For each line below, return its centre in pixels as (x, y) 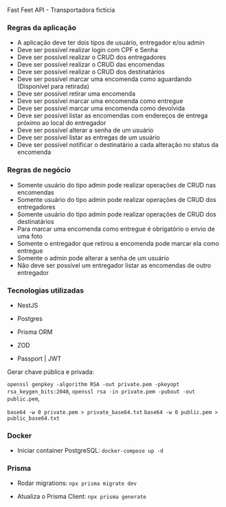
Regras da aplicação (42, 27)
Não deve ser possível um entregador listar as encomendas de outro (114, 265)
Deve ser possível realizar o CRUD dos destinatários (91, 72)
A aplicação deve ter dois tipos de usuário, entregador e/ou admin (111, 43)
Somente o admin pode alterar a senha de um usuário (93, 258)
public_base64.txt (33, 418)
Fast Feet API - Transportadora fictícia (61, 10)
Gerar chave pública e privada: (51, 372)
